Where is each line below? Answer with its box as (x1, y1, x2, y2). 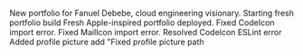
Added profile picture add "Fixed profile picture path (9, 36, 205, 47)
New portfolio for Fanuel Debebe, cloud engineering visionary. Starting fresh (9, 8, 294, 18)
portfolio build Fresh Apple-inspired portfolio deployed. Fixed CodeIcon (9, 17, 275, 28)
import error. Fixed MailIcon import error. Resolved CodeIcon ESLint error (9, 27, 282, 37)
